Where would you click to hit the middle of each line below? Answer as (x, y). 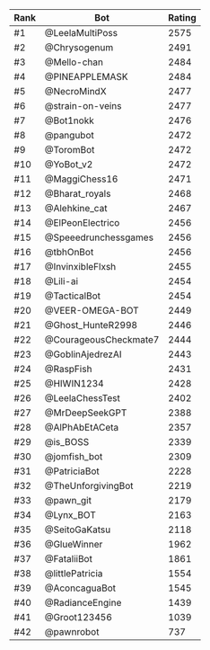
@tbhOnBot (69, 252)
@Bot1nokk (69, 120)
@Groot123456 (78, 617)
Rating (182, 18)
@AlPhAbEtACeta (82, 427)
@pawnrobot (72, 632)
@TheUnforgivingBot (89, 486)
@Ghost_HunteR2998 (91, 325)
